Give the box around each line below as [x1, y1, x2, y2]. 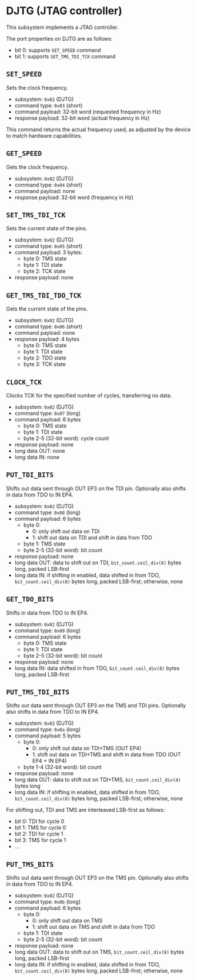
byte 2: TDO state [23, 354, 66, 361]
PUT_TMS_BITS [6, 860, 54, 868]
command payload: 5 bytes [14, 732, 81, 739]
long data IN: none [14, 453, 60, 460]
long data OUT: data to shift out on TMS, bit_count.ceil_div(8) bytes [14, 949, 184, 956]
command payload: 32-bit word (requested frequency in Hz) [14, 108, 162, 115]
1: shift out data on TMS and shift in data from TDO [32, 923, 155, 930]
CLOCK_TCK [6, 378, 42, 386]
